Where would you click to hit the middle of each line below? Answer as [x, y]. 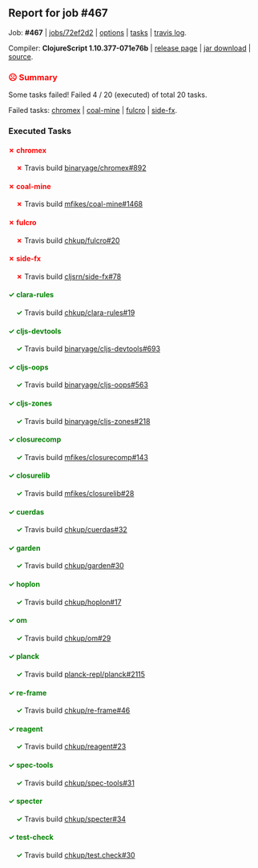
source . [21, 56]
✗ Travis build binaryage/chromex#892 [81, 168]
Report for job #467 [58, 13]
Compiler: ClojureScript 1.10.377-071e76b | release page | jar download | [129, 48]
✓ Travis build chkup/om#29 [63, 638]
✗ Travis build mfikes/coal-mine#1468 [79, 204]
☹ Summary [33, 77]
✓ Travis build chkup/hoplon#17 [69, 602]
